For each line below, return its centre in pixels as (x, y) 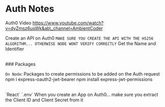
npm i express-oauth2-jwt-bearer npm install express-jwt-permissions (79, 79)
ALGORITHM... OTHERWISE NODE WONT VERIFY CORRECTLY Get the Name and (81, 43)
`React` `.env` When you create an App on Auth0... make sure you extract (82, 94)
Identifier (15, 49)
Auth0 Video (18, 23)
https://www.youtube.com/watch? (68, 23)
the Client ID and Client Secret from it (44, 100)
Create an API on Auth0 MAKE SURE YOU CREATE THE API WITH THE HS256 (79, 38)
